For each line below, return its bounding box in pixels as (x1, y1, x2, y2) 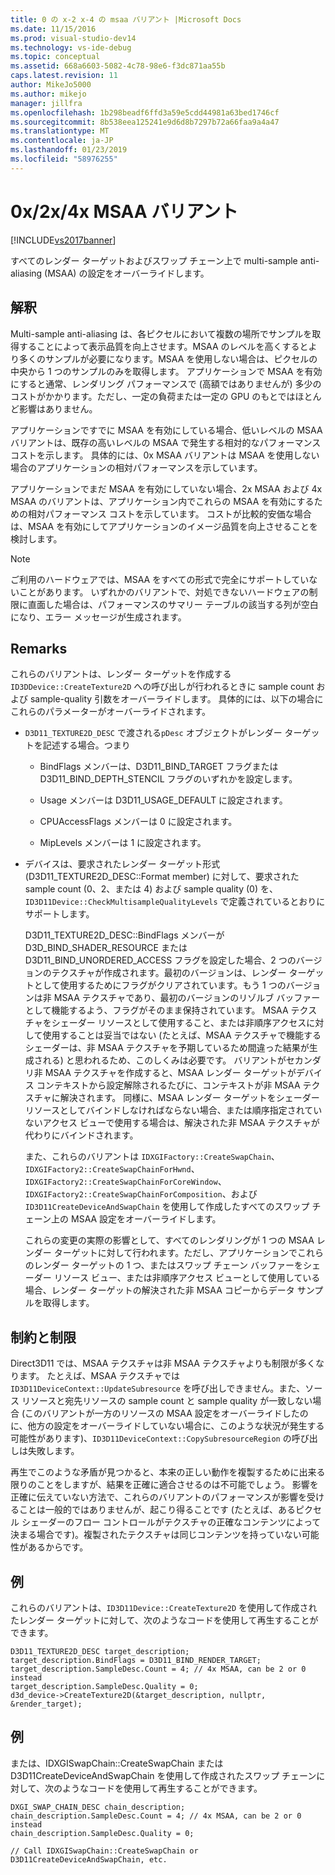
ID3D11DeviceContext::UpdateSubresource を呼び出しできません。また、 (10, 1382, 306, 1395)
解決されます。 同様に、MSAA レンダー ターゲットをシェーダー (59, 1092, 320, 1104)
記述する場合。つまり (42, 739, 131, 751)
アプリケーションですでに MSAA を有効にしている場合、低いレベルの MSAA (10, 424, 323, 436)
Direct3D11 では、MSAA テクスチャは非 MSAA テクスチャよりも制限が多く (10, 1357, 317, 1370)
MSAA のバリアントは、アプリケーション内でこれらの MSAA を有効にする (10, 495, 315, 507)
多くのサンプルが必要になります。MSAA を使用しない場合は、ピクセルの (18, 352, 318, 365)
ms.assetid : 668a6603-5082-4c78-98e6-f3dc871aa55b (10, 61, 226, 71)
